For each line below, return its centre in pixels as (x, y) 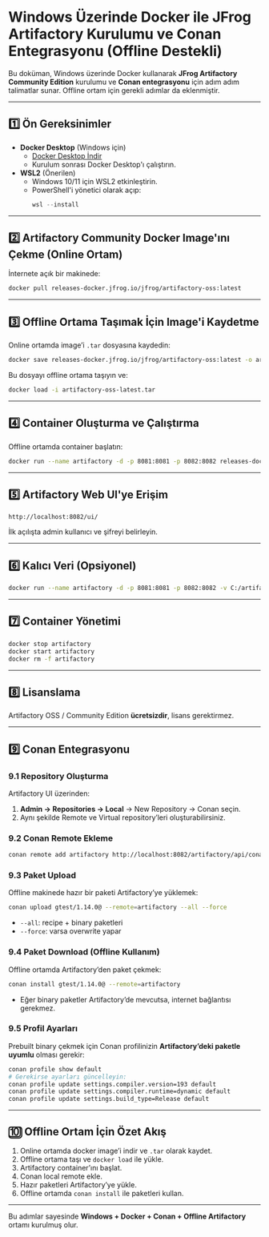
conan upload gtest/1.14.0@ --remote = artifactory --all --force (118, 908)
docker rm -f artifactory (51, 659)
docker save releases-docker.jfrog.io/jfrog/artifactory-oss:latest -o (130, 360)
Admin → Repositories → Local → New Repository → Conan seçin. (130, 809)
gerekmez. (38, 1008)
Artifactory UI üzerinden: (49, 793)
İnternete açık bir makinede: (54, 274)
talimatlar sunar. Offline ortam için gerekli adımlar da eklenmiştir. (114, 90)
